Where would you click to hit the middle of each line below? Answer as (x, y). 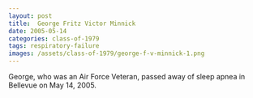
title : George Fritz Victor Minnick (72, 23)
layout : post (30, 16)
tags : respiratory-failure (54, 46)
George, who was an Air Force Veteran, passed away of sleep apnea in (127, 77)
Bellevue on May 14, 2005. (53, 85)
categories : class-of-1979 (54, 38)
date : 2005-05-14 (38, 31)
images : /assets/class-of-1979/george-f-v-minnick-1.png (107, 53)
